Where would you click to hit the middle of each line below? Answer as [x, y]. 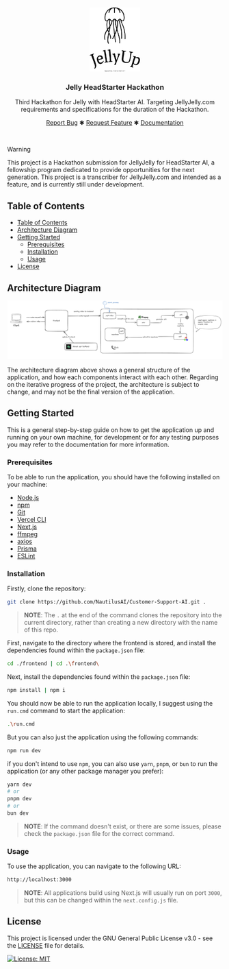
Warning [19, 149]
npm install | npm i [37, 690]
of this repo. [41, 630]
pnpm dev [19, 799]
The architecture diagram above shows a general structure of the [99, 370]
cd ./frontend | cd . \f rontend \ [53, 664]
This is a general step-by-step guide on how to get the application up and [110, 430]
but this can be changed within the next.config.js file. [101, 900]
